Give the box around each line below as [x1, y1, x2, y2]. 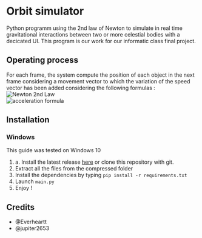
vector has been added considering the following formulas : [6, 84, 156, 91]
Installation [6, 114, 50, 125]
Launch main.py [15, 178, 55, 185]
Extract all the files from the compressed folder [15, 165, 133, 172]
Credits [6, 202, 35, 212]
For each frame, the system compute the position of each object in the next [6, 71, 195, 79]
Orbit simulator [6, 4, 84, 18]
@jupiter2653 [15, 225, 50, 232]
